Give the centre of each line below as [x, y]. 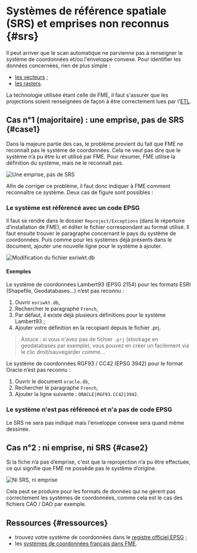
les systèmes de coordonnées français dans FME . [76, 543]
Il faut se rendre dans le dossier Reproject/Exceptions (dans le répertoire [96, 221]
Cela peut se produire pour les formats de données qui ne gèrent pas [91, 492]
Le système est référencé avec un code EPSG [73, 208]
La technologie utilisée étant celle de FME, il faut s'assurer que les [87, 95]
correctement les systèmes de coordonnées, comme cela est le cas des [94, 498]
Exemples [19, 271]
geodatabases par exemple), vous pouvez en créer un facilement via [105, 346]
